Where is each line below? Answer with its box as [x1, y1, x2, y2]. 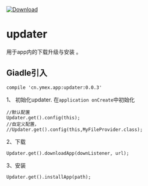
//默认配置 [6, 109, 30, 116]
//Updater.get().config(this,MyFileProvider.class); [6, 126, 143, 133]
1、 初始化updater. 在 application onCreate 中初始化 [6, 95, 135, 103]
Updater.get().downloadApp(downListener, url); [6, 150, 130, 156]
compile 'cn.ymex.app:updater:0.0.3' [6, 84, 102, 91]
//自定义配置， [6, 121, 40, 127]
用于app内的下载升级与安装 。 [6, 48, 82, 55]
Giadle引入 [6, 68, 48, 78]
